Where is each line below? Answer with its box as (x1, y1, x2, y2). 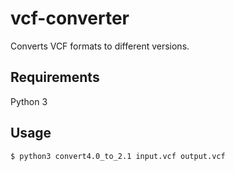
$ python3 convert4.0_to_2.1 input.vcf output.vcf (10, 151, 226, 161)
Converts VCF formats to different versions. (10, 40, 190, 52)
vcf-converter (10, 7, 130, 30)
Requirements (10, 69, 100, 86)
